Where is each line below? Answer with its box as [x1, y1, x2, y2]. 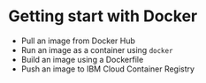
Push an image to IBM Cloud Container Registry [20, 64, 195, 74]
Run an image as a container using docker [20, 44, 173, 55]
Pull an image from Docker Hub [20, 35, 136, 46]
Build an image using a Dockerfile [20, 54, 144, 64]
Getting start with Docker [8, 6, 198, 26]
